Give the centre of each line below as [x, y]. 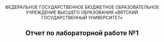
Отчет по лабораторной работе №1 [82, 33]
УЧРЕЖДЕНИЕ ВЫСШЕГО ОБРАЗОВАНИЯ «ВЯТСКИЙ [82, 12]
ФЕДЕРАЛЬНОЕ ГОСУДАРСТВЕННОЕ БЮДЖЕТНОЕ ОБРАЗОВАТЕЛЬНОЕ [82, 7]
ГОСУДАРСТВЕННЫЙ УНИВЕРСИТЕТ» [82, 18]
